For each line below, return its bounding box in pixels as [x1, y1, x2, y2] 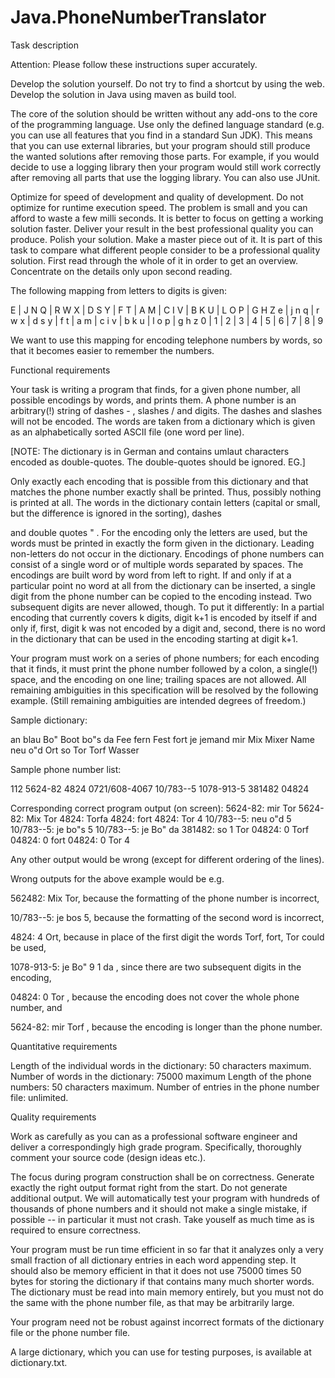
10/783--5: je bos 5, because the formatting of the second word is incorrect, [10, 911, 325, 923]
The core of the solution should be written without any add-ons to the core [10, 107, 318, 120]
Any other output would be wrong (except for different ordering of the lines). [10, 853, 325, 865]
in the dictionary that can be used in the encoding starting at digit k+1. [10, 632, 298, 645]
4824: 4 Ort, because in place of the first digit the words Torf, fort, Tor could [10, 931, 325, 943]
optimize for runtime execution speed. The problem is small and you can [10, 201, 308, 213]
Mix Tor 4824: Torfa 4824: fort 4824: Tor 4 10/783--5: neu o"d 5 [26, 812, 292, 825]
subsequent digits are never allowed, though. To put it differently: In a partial [10, 601, 325, 613]
